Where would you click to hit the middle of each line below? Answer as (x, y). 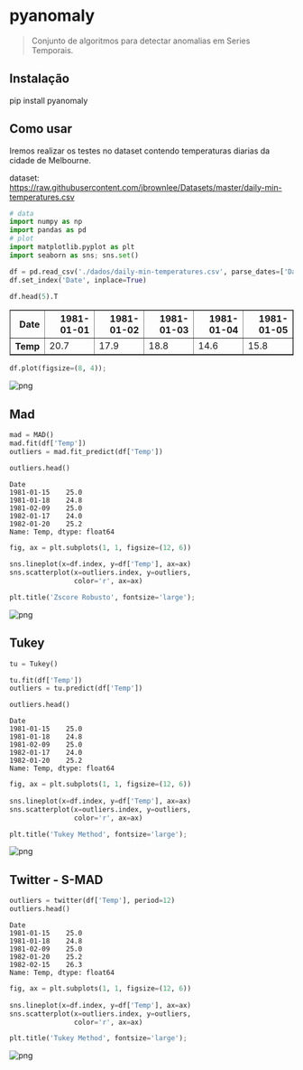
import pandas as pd (48, 230)
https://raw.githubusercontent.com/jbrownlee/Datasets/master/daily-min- (146, 187)
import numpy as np (46, 222)
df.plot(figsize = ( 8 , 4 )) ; (58, 368)
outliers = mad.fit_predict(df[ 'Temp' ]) (87, 451)
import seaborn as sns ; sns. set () (74, 255)
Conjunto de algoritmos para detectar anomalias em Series (141, 41)
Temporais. (52, 50)
